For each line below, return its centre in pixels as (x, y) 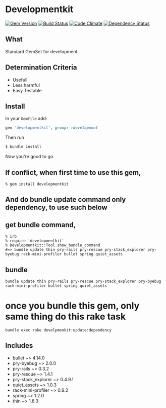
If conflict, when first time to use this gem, (73, 173)
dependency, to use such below (56, 208)
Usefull (20, 80)
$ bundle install (23, 147)
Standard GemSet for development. (42, 51)
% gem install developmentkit (37, 184)
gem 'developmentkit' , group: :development (52, 128)
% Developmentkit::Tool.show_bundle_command (53, 245)
